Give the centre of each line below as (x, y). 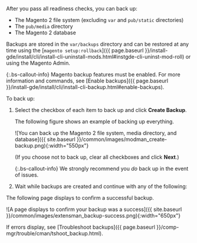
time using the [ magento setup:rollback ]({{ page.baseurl (75, 50)
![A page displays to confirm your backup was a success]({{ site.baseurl (94, 209)
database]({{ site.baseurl (45, 139)
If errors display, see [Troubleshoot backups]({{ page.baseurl (81, 227)
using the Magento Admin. (38, 63)
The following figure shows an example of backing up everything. (94, 121)
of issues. (27, 175)
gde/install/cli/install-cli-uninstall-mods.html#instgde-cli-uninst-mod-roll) (95, 57)
